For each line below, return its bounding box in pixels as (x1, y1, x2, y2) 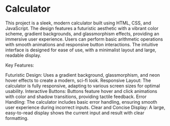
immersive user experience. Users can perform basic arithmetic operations (5, 36, 163, 42)
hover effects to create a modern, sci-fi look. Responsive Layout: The (5, 77, 151, 83)
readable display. (5, 52, 41, 58)
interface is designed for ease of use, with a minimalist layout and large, (5, 47, 157, 53)
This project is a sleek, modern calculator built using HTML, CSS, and (5, 20, 152, 26)
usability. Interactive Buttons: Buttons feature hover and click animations (5, 88, 157, 94)
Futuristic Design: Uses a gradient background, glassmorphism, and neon (5, 72, 160, 78)
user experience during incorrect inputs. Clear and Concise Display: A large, (5, 104, 166, 110)
